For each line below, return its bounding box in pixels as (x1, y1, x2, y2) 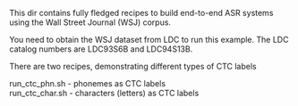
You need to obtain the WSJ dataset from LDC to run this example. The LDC (9, 35, 289, 45)
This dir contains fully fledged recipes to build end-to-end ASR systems (9, 8, 274, 18)
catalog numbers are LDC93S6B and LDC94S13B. (9, 44, 193, 54)
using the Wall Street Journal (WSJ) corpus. (9, 17, 172, 28)
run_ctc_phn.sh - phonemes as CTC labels (9, 78, 166, 88)
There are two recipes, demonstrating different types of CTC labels (9, 61, 257, 71)
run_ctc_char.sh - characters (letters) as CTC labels (9, 88, 200, 98)
